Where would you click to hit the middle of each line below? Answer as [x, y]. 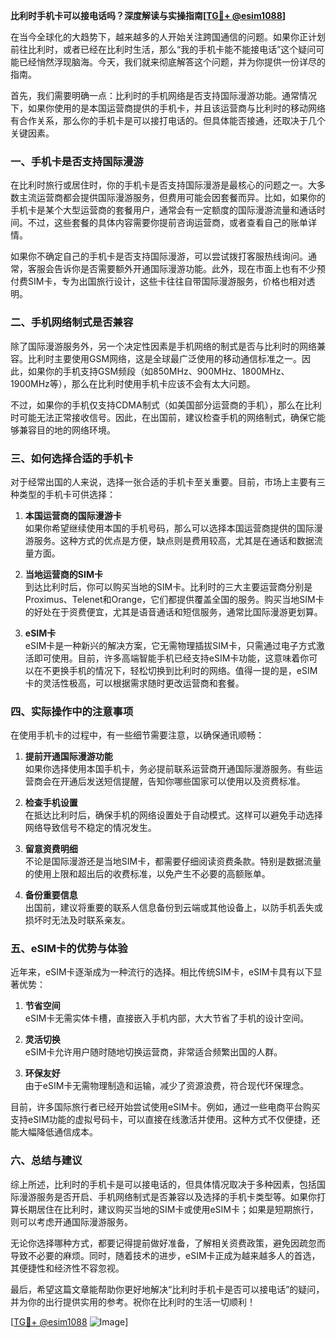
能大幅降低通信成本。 [54, 1132]
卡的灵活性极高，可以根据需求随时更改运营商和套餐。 [134, 683]
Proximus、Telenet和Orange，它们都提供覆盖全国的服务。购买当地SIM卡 [174, 599]
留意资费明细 [51, 849]
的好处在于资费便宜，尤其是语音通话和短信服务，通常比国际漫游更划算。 [173, 611]
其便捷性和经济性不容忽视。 [67, 1268]
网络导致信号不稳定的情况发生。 [90, 828]
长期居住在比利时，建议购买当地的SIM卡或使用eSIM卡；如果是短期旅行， [168, 1209]
